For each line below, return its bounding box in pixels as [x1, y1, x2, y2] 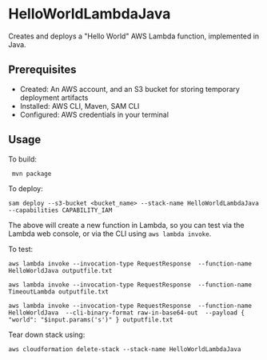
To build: [8, 154, 38, 164]
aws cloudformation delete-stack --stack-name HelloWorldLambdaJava [8, 345, 241, 353]
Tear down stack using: [8, 330, 86, 339]
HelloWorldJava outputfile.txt [8, 266, 113, 274]
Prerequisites [8, 63, 77, 77]
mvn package [11, 170, 52, 178]
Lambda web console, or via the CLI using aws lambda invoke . [8, 229, 212, 238]
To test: [8, 244, 34, 254]
